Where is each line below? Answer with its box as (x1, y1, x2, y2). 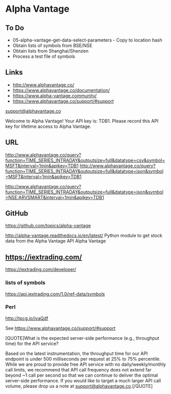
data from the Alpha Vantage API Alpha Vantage (5, 238, 106, 244)
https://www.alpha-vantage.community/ (12, 93, 97, 99)
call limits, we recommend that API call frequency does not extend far (5, 366, 152, 373)
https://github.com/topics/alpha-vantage (5, 223, 91, 229)
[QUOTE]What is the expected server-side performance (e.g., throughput (5, 335, 159, 341)
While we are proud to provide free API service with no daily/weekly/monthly (5, 361, 166, 367)
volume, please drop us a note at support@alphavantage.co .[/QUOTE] (5, 383, 153, 389)
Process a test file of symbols (12, 53, 76, 59)
